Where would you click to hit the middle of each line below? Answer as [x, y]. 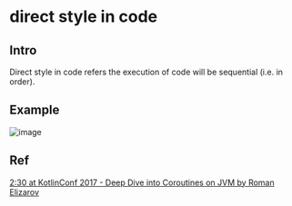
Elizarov [24, 191]
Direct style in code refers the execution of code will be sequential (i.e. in [146, 72]
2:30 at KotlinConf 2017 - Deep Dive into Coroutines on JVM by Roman [142, 182]
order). [22, 82]
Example [35, 110]
